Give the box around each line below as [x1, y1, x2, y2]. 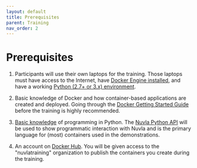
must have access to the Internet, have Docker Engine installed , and [14, 77, 181, 84]
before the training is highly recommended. [14, 107, 120, 115]
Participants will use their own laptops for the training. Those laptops [14, 71, 183, 78]
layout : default [6, 8, 46, 15]
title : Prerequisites [6, 14, 60, 20]
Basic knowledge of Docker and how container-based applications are [14, 94, 186, 102]
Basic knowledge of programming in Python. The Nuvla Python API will [14, 119, 188, 126]
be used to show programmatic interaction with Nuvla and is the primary [14, 125, 191, 132]
